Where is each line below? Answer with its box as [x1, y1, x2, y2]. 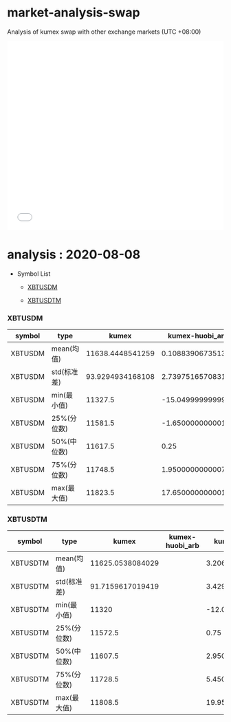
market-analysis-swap [7, 5, 140, 21]
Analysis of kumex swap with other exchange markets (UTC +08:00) [7, 28, 201, 36]
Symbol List [16, 270, 51, 278]
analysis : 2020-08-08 [7, 247, 141, 263]
